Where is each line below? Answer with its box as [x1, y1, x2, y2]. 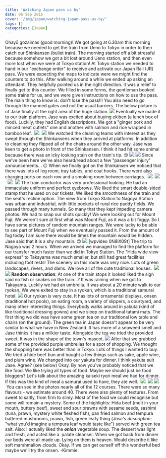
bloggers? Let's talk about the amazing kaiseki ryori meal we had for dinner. [5, 373, 160, 379]
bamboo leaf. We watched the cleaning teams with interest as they [5, 130, 156, 137]
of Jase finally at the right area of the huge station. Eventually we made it [5, 109, 161, 115]
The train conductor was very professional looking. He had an [21, 180, 148, 186]
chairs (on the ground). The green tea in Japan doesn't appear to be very [5, 319, 155, 325]
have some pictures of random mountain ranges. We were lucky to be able [5, 222, 158, 228]
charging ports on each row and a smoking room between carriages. [5, 174, 145, 180]
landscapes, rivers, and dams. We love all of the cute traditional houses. [5, 265, 152, 271]
